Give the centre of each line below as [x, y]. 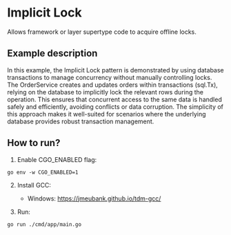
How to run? [34, 143]
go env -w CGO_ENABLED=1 [43, 172]
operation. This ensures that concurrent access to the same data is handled [114, 99]
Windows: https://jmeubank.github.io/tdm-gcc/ [94, 198]
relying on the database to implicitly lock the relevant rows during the [106, 92]
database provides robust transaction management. [81, 121]
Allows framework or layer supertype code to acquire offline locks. [102, 32]
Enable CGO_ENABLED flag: [57, 159]
